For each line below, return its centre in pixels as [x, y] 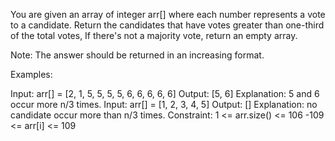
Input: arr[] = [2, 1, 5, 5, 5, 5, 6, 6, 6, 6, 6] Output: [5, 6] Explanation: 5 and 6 [165, 93]
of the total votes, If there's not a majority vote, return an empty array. [154, 35]
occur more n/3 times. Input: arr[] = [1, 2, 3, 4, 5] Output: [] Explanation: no [164, 104]
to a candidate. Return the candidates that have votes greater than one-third [167, 25]
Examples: [31, 74]
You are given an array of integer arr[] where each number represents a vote [168, 14]
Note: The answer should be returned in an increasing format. [137, 55]
